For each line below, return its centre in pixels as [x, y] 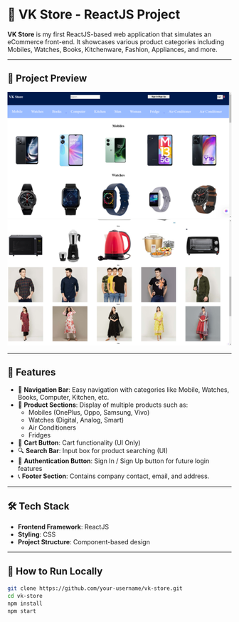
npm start [22, 611]
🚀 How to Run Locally [55, 571]
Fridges [39, 435]
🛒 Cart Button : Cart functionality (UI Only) [79, 442]
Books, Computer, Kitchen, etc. [63, 397]
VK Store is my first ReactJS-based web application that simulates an [110, 34]
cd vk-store [25, 596]
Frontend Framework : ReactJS [63, 527]
